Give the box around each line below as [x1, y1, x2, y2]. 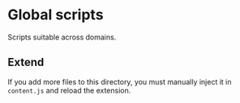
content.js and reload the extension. [7, 85, 131, 95]
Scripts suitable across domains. [7, 32, 117, 42]
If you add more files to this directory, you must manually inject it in [7, 76, 232, 86]
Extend [7, 56, 45, 69]
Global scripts [7, 6, 104, 24]
